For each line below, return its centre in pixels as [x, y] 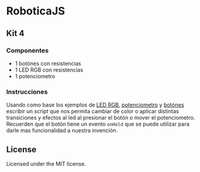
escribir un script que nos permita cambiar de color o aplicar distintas [93, 111]
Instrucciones [27, 91]
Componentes [28, 51]
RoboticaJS [36, 11]
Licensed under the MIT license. [46, 164]
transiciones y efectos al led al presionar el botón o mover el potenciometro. [101, 118]
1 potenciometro [35, 76]
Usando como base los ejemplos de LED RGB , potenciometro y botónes [95, 105]
